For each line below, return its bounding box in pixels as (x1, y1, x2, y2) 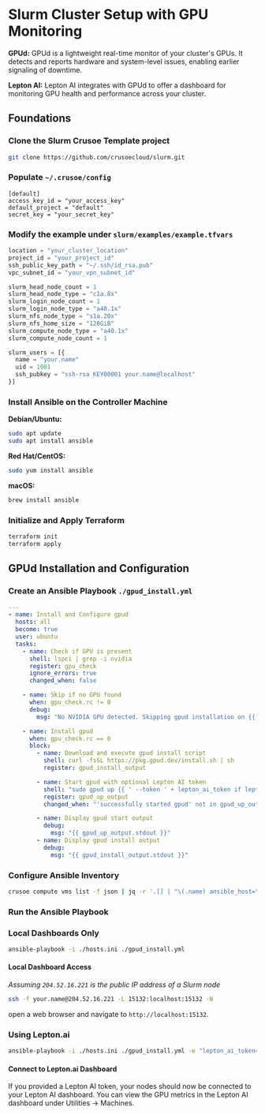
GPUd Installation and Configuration (8, 562, 189, 575)
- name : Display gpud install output (36, 836, 160, 844)
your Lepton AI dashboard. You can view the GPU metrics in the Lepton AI (8, 1090, 248, 1100)
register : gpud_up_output (43, 793, 129, 801)
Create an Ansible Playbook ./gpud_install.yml (8, 585, 193, 596)
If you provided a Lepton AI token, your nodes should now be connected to (8, 1082, 252, 1091)
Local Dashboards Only (8, 927, 100, 938)
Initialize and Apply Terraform (8, 514, 125, 525)
